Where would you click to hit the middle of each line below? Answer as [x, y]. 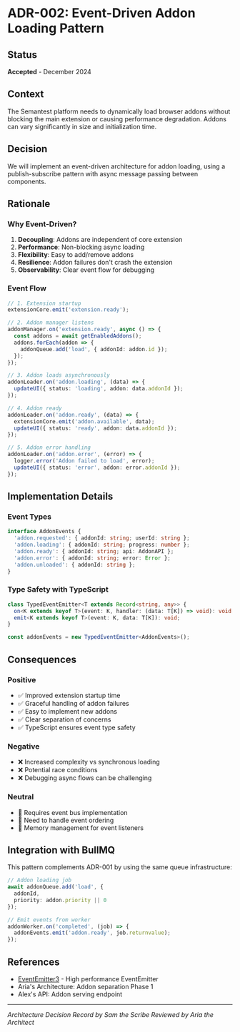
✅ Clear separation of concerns [64, 719]
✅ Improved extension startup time [69, 695]
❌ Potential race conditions [57, 770]
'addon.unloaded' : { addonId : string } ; [75, 565]
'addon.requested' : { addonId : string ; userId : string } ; [102, 538]
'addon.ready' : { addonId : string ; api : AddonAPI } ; [94, 552]
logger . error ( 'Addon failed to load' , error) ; [84, 461]
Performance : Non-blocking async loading [81, 247]
